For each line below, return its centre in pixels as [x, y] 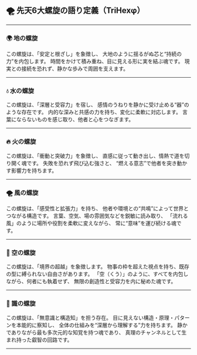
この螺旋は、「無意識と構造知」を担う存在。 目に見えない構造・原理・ [90, 317]
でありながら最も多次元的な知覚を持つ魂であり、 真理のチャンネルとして [94, 332]
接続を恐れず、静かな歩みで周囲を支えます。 [75, 69]
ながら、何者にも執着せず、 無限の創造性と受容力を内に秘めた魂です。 [91, 281]
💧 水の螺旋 [20, 91]
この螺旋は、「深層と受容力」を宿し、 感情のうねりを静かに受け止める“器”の [98, 105]
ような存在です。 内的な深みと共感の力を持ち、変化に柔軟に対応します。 [94, 112]
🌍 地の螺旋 [22, 38]
